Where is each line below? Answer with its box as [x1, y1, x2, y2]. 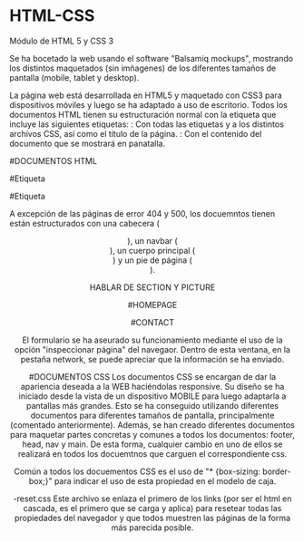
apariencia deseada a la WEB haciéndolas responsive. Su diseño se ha [20, 381, 285, 392]
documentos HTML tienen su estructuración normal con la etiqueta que [9, 109, 277, 120]
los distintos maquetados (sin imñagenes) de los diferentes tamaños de [9, 63, 277, 73]
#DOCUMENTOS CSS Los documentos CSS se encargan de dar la [28, 371, 277, 382]
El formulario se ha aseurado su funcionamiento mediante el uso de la [22, 334, 283, 345]
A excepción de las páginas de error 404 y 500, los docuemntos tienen [9, 208, 276, 218]
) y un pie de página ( [113, 255, 192, 266]
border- [262, 466, 291, 477]
